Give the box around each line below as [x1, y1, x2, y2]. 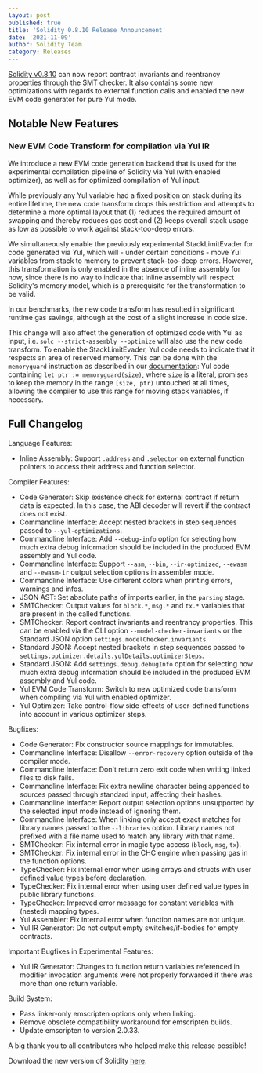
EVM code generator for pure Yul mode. [8, 95, 137, 104]
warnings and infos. [19, 584, 84, 593]
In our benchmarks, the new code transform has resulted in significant [8, 304, 235, 314]
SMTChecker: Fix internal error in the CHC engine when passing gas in [19, 848, 248, 857]
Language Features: [8, 438, 73, 447]
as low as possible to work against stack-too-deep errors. [8, 224, 195, 233]
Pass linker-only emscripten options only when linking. [19, 1009, 196, 1018]
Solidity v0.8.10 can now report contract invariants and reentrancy [8, 70, 221, 78]
